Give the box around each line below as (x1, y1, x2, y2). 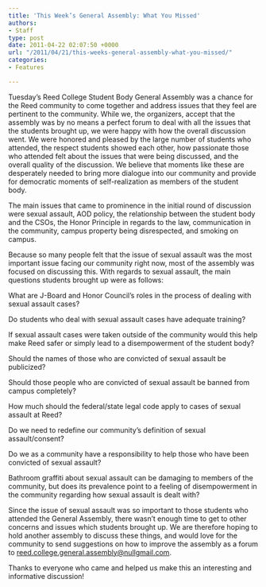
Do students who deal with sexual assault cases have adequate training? (8, 314, 246, 324)
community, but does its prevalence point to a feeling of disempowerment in (8, 481, 258, 491)
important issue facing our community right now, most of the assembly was (8, 258, 256, 267)
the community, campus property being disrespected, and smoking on (8, 226, 239, 235)
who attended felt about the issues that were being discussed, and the (8, 151, 239, 161)
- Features (8, 64, 44, 72)
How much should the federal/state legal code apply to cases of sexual (8, 401, 241, 410)
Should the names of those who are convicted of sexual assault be (8, 353, 226, 363)
